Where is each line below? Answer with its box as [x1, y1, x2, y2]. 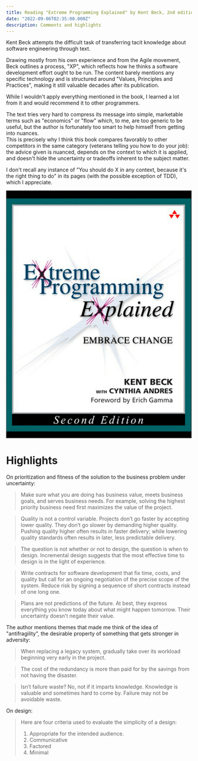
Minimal [29, 749, 49, 756]
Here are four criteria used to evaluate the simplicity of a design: [20, 718, 177, 726]
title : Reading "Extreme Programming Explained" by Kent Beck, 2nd [6, 9, 176, 15]
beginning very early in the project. [20, 653, 106, 661]
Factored [29, 742, 51, 750]
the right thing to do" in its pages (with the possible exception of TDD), [6, 173, 178, 180]
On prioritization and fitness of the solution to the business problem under [6, 473, 186, 480]
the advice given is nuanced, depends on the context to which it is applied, [6, 148, 188, 156]
